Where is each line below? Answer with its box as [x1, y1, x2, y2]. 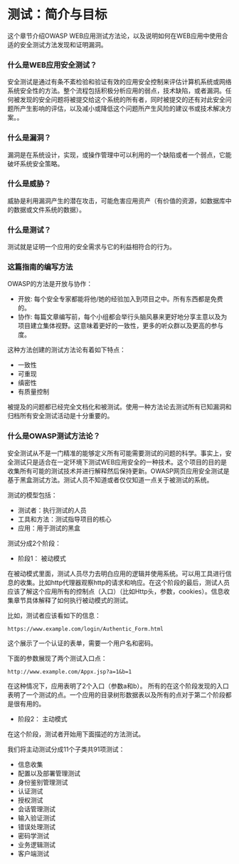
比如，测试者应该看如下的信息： [7, 611, 101, 619]
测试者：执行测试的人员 [17, 506, 87, 514]
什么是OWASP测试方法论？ [7, 431, 101, 441]
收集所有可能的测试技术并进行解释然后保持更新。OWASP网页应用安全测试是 [7, 467, 230, 475]
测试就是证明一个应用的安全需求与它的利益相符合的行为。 [7, 243, 176, 251]
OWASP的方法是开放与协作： [7, 280, 93, 288]
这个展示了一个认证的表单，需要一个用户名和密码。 [7, 639, 157, 647]
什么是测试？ [7, 225, 52, 235]
